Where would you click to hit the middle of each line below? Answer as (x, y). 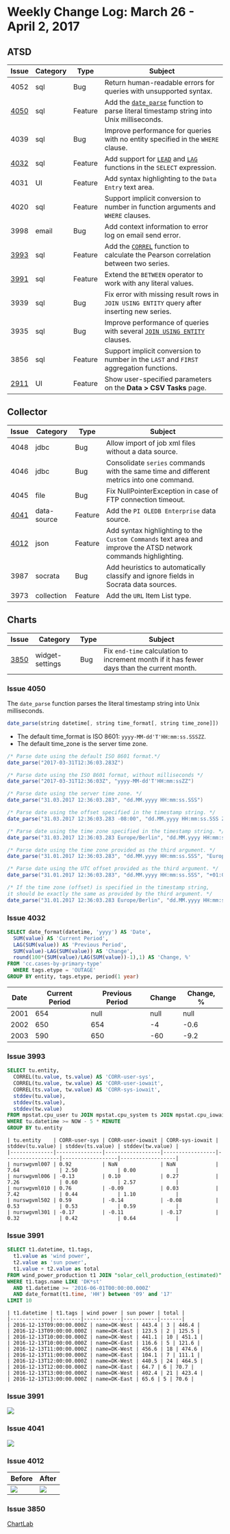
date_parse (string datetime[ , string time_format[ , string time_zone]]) (113, 723)
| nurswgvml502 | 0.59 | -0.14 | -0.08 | (113, 1201)
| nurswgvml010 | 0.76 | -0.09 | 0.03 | (113, 1188)
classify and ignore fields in (150, 575)
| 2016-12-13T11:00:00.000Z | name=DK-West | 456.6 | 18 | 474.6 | (105, 1349)
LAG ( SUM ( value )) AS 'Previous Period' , (70, 945)
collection (51, 595)
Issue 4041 (26, 1428)
